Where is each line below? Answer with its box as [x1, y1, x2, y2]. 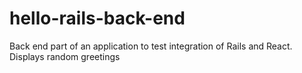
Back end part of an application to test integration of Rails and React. [9, 40, 293, 52]
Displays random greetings [9, 50, 121, 62]
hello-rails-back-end [9, 7, 186, 30]
